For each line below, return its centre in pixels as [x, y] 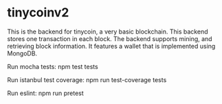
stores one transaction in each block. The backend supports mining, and [110, 38]
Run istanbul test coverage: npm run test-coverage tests [87, 79]
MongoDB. [22, 53]
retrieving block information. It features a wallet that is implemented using [111, 46]
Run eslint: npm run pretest [45, 93]
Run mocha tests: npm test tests [53, 66]
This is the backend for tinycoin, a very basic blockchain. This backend [108, 31]
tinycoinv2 [38, 13]
